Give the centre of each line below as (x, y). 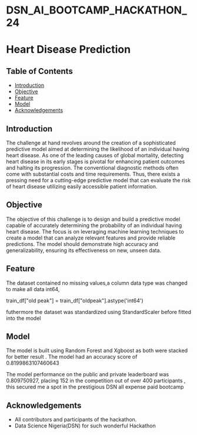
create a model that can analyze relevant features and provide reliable (91, 238)
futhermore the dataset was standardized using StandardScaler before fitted (98, 312)
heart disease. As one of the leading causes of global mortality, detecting (95, 155)
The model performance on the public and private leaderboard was (88, 375)
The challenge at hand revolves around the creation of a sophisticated (91, 143)
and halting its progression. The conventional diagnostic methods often (92, 168)
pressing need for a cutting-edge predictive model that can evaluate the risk (98, 180)
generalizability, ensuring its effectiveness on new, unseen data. (84, 250)
